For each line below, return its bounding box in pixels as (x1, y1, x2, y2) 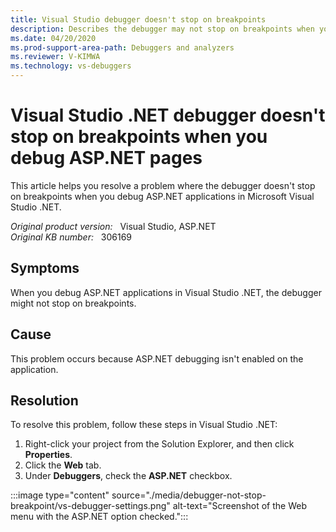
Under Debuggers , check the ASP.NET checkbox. (24, 470, 233, 482)
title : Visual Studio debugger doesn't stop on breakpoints (10, 14, 267, 25)
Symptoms (10, 260, 80, 277)
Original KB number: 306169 (10, 231, 133, 243)
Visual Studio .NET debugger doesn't (10, 104, 326, 127)
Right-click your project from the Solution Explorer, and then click (24, 438, 295, 450)
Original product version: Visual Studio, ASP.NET (10, 220, 217, 232)
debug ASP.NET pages (10, 147, 203, 170)
